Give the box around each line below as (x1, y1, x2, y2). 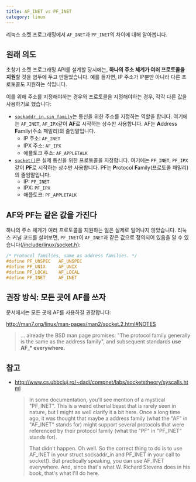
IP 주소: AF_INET (23, 135, 61, 142)
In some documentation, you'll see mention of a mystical (29, 396, 166, 404)
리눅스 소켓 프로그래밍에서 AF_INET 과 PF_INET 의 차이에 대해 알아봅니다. (6, 30, 168, 38)
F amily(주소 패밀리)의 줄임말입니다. (14, 128, 95, 135)
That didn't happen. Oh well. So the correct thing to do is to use (29, 445, 183, 452)
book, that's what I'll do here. (29, 470, 99, 477)
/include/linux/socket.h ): (22, 241, 81, 249)
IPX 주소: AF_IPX (23, 142, 61, 149)
